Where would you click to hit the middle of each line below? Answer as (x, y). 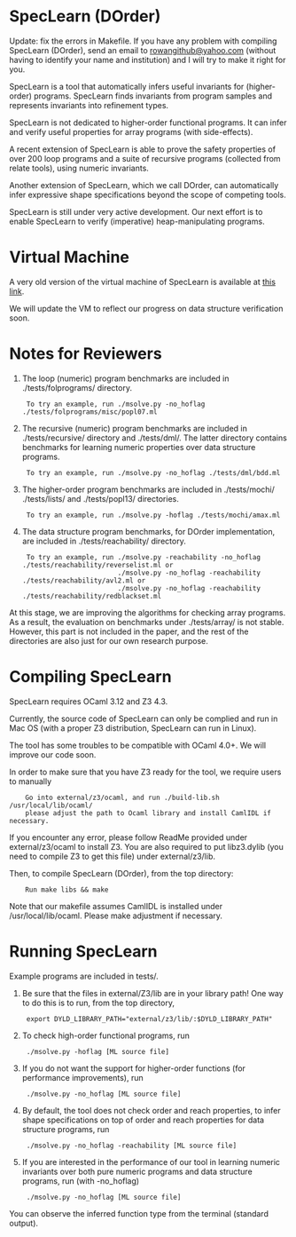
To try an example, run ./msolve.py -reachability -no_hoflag (144, 557)
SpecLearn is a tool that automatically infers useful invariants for (127, 86)
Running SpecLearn (83, 951)
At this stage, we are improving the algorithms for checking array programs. (148, 612)
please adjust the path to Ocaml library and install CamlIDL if (148, 813)
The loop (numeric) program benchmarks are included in (125, 378)
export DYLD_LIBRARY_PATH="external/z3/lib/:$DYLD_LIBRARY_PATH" (149, 1019)
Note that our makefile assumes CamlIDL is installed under (116, 906)
